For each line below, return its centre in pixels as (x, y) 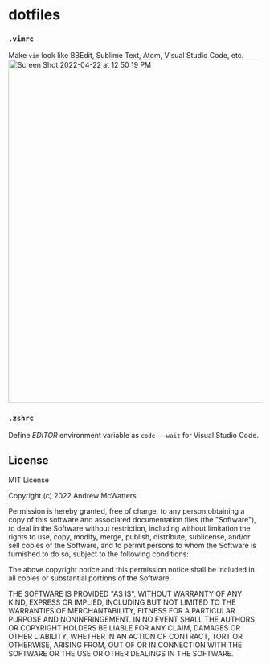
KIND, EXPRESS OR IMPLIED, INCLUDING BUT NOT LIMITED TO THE (122, 602)
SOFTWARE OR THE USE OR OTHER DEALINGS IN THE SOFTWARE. (121, 653)
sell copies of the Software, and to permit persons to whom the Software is (133, 545)
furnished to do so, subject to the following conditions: (98, 554)
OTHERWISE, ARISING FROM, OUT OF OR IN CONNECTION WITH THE (125, 645)
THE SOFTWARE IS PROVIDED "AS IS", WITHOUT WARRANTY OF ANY (125, 593)
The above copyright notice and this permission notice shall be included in (131, 569)
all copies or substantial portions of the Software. (90, 578)
